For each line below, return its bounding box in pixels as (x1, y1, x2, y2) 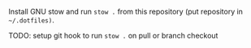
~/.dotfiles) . (8, 15, 54, 25)
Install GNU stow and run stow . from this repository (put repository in (8, 7, 244, 16)
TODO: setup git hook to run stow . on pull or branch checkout (8, 31, 219, 40)
